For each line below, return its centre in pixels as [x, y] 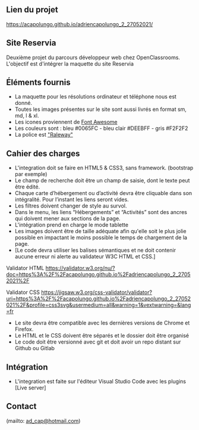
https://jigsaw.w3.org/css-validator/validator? [97, 292]
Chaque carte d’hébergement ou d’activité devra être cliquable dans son [103, 193]
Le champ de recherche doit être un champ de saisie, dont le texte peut [102, 181]
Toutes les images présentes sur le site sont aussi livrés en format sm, [101, 109]
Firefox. [24, 329]
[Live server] [30, 388]
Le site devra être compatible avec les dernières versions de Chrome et [102, 323]
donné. [23, 103]
